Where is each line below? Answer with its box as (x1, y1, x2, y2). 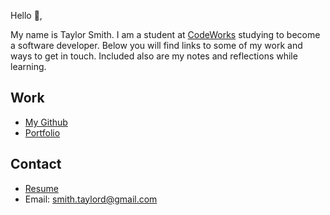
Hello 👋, (10, 10, 43, 21)
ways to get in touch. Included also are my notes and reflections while (10, 50, 298, 62)
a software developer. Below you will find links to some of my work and (10, 40, 303, 51)
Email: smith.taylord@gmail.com (24, 193, 158, 205)
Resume (24, 182, 59, 194)
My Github (24, 116, 68, 128)
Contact (10, 156, 62, 173)
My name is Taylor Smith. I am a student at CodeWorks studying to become (10, 29, 321, 40)
